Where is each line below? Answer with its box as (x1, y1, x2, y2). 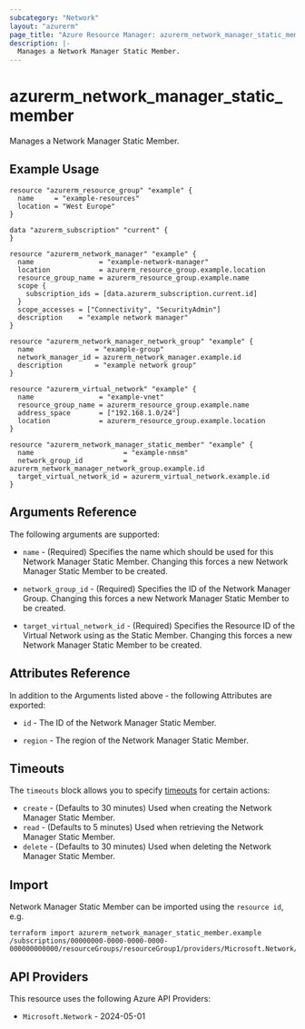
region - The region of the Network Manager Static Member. (22, 735, 250, 746)
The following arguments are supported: (9, 529, 161, 539)
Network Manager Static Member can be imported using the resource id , (9, 901, 284, 913)
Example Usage (9, 162, 100, 177)
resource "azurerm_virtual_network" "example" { (9, 384, 197, 393)
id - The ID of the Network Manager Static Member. (22, 717, 217, 727)
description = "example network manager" (17, 312, 189, 322)
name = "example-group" (17, 344, 165, 354)
